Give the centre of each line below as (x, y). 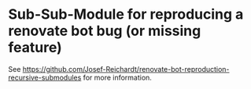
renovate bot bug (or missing (105, 31)
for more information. (117, 77)
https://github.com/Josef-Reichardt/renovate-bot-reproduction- (126, 69)
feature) (35, 48)
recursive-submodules (45, 77)
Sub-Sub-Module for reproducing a (126, 14)
